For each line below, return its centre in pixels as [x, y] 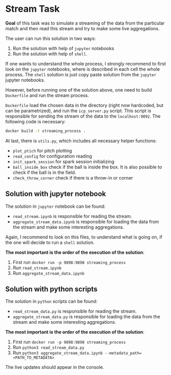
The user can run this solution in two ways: [51, 38]
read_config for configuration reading [52, 156]
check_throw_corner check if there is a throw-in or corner [73, 178]
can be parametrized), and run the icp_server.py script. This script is [78, 111]
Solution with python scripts [51, 289]
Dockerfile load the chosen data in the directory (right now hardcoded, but [84, 105]
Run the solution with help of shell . [50, 54]
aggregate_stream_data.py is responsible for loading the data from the [86, 317]
